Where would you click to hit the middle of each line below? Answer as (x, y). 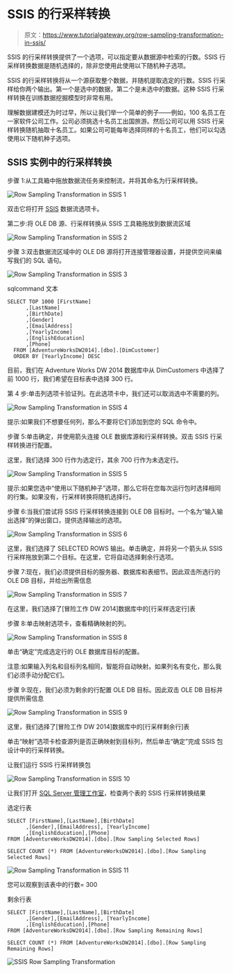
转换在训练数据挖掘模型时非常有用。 (64, 97)
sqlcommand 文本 (33, 288)
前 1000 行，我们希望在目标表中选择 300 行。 (72, 378)
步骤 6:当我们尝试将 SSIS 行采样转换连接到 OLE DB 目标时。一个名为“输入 (112, 511)
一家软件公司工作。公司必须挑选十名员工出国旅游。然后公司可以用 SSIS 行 (113, 121)
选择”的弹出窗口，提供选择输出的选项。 (69, 520)
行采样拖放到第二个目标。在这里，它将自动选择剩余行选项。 (92, 557)
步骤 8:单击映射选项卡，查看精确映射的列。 (69, 623)
